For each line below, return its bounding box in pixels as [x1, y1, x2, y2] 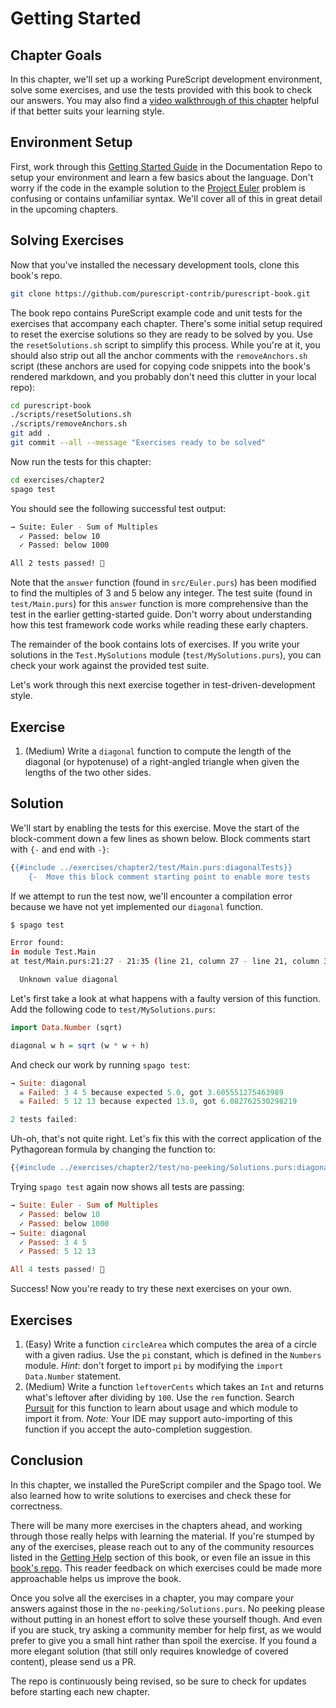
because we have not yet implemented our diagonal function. [10, 900, 263, 912]
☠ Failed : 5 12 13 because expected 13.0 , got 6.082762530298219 [19, 1097, 298, 1107]
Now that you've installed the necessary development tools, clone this [10, 258, 300, 271]
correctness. [10, 1500, 63, 1512]
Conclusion [10, 1452, 84, 1469]
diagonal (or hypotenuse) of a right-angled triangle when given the [24, 755, 300, 767]
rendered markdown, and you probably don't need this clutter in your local [10, 370, 317, 382]
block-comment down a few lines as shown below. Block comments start [10, 832, 311, 844]
